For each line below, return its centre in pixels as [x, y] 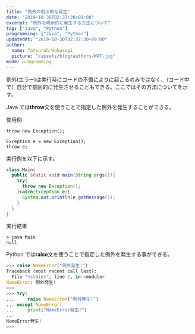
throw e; [17, 147]
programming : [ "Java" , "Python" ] [48, 34]
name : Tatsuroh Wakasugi [42, 51]
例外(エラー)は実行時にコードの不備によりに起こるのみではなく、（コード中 [98, 79]
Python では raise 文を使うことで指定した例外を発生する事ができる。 [89, 255]
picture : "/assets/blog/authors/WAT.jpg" [64, 56]
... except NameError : [34, 305]
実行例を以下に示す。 [32, 158]
